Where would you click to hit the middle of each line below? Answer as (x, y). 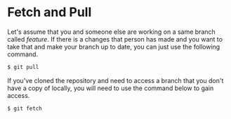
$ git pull (23, 67)
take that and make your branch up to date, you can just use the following (114, 46)
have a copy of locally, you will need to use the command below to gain (111, 88)
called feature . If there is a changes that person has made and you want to (115, 39)
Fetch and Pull (49, 12)
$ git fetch (25, 108)
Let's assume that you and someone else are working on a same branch (111, 32)
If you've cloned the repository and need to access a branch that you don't (115, 80)
